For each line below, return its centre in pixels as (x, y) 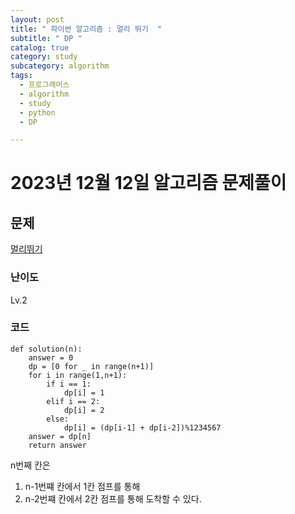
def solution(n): (46, 349)
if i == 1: (69, 384)
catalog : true (40, 47)
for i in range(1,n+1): (78, 375)
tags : (21, 76)
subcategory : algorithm (60, 66)
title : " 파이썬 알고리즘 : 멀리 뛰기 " (86, 29)
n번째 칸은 (30, 465)
